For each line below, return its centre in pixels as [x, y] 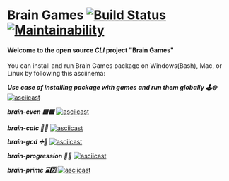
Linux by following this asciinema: [57, 74]
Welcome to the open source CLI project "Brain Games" [91, 50]
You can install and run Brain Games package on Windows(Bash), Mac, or [115, 66]
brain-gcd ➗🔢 [28, 142]
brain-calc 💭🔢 [28, 128]
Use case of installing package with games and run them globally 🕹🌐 [112, 88]
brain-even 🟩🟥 [31, 112]
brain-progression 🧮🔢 [40, 156]
